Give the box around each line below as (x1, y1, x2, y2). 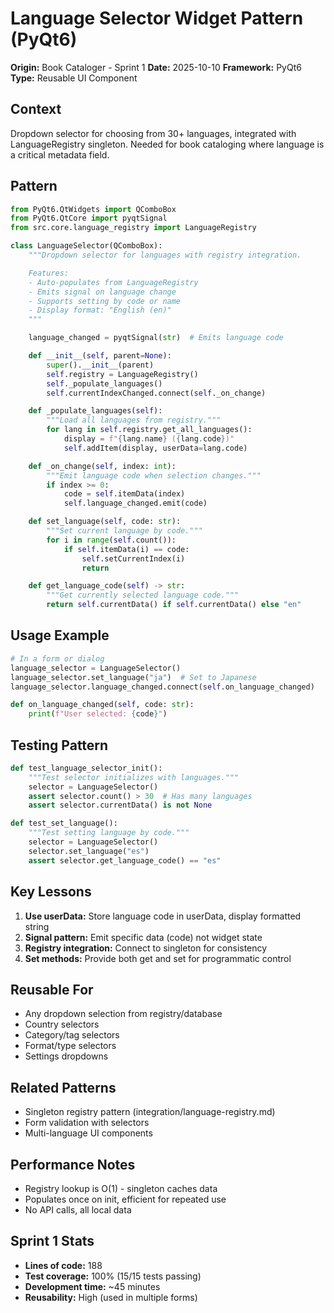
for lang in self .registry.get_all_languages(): (46, 425, 253, 435)
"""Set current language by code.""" (46, 526, 203, 536)
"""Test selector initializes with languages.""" (28, 772, 240, 782)
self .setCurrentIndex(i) (81, 553, 186, 564)
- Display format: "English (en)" (28, 305, 172, 316)
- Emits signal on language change (28, 287, 177, 297)
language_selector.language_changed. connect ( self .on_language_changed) (10, 682, 315, 692)
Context (10, 101, 62, 118)
